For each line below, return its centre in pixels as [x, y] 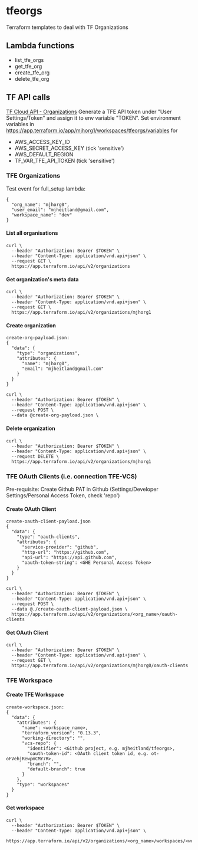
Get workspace [25, 808]
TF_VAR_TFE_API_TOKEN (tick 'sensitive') [65, 160]
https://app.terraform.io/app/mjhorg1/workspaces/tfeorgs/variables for [92, 130]
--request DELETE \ [35, 456]
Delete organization [31, 428]
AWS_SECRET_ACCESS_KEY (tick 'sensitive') [69, 148]
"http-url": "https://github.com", [65, 553]
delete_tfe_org [32, 78]
